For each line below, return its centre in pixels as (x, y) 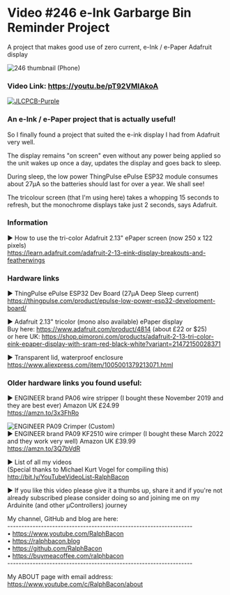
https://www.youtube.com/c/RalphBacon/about (75, 585)
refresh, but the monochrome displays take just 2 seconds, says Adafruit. (113, 204)
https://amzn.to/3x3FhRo (43, 413)
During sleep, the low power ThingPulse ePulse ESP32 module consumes (113, 176)
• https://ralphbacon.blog (44, 541)
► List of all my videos (39, 462)
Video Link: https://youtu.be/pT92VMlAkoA (83, 86)
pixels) (17, 245)
